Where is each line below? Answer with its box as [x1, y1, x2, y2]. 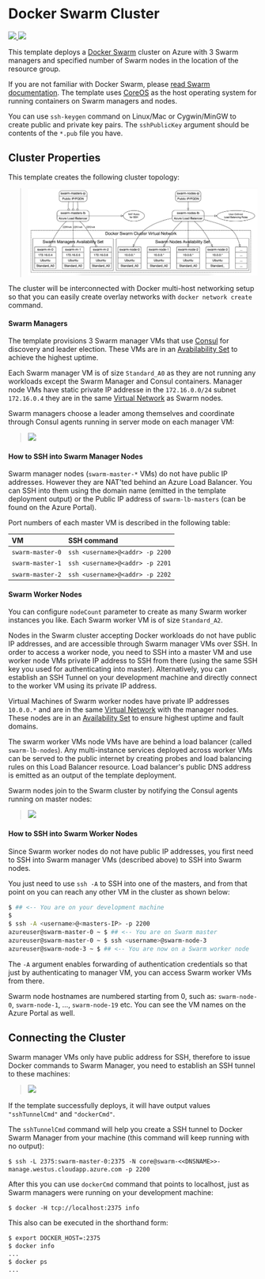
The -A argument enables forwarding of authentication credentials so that [8, 959, 248, 969]
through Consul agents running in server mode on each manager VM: [8, 417, 235, 427]
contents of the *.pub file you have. [8, 128, 123, 138]
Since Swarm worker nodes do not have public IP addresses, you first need [8, 846, 254, 856]
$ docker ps [8, 1258, 47, 1266]
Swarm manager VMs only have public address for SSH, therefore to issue [8, 1052, 251, 1061]
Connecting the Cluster [8, 1031, 127, 1045]
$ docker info [8, 1242, 55, 1250]
